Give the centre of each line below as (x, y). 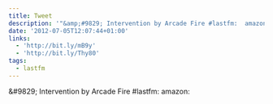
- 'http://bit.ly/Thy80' (58, 53)
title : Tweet (30, 16)
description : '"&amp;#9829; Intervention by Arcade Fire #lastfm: (123, 23)
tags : (17, 61)
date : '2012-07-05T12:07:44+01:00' (69, 31)
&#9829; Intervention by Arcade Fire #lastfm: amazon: (99, 91)
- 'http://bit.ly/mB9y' (56, 46)
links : (19, 38)
